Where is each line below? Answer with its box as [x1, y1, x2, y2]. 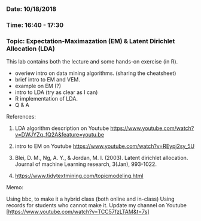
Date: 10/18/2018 [6, 5, 57, 13]
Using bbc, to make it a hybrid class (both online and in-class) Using [6, 195, 175, 202]
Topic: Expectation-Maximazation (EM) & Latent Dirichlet [6, 37, 175, 45]
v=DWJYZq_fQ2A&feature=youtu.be [14, 131, 105, 138]
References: [6, 113, 36, 120]
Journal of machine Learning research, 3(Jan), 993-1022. [14, 161, 157, 168]
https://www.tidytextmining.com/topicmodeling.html [14, 172, 144, 180]
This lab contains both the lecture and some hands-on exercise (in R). [6, 58, 178, 65]
